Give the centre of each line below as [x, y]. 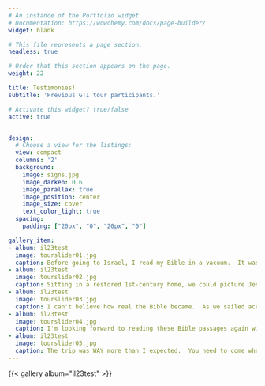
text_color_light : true [62, 212]
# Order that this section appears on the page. [90, 66]
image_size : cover [52, 204]
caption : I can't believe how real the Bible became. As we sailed [130, 307]
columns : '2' [37, 160]
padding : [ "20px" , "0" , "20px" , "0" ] [84, 226]
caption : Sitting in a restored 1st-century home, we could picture [130, 285]
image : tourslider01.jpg [56, 255]
